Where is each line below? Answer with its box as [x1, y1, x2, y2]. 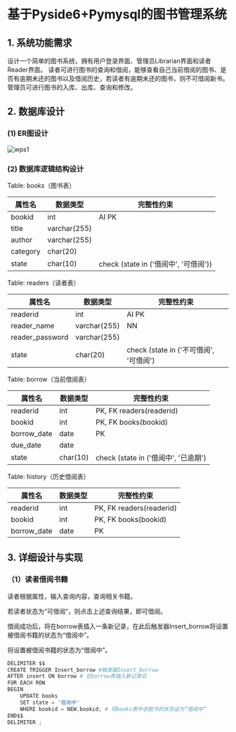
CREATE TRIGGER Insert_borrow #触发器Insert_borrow [7, 666, 159, 674]
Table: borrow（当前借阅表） [7, 375, 91, 383]
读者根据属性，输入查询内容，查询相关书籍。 [7, 592, 137, 600]
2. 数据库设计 [7, 106, 65, 118]
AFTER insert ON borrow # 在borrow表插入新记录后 [7, 673, 147, 680]
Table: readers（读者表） [7, 278, 80, 287]
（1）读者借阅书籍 [7, 575, 68, 585]
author [11, 235, 33, 244]
